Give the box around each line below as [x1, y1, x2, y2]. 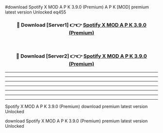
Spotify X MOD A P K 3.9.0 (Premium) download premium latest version [5, 103, 148, 109]
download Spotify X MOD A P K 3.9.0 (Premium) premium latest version [5, 118, 148, 124]
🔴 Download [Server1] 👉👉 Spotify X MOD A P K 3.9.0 [16, 21, 147, 28]
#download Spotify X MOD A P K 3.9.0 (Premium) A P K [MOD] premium [5, 4, 149, 10]
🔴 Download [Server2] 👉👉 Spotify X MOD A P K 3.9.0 [16, 53, 147, 59]
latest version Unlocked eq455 [5, 9, 66, 15]
